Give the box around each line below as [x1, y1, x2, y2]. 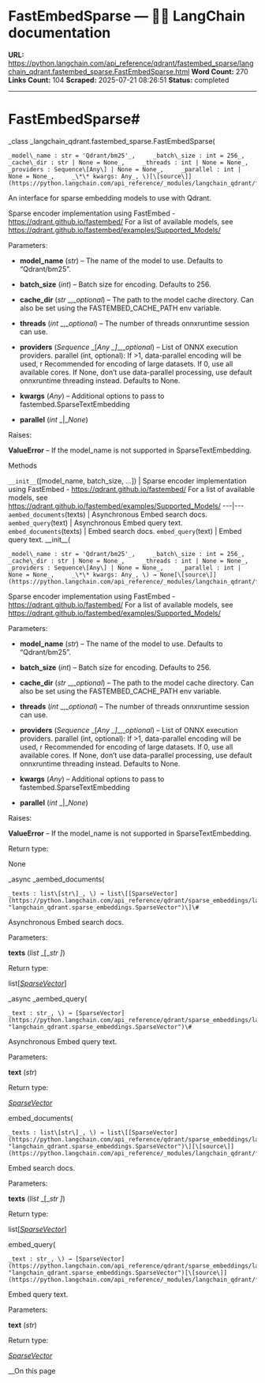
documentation [8, 24, 111, 42]
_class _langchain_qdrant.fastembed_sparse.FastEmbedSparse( [8, 136, 215, 145]
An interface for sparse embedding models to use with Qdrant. [8, 193, 211, 202]
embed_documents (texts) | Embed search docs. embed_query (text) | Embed [8, 526, 242, 536]
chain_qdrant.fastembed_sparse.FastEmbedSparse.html [8, 66, 190, 76]
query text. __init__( [8, 535, 71, 544]
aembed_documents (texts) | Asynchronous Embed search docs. [8, 509, 207, 519]
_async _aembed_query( [8, 994, 88, 1003]
